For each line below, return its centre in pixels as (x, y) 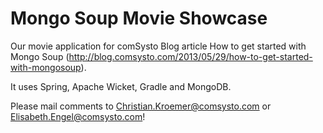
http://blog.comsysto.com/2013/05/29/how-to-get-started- (190, 56)
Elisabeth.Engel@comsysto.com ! (78, 116)
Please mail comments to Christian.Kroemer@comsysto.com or (141, 106)
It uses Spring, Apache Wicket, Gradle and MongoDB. (121, 86)
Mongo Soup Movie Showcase (139, 18)
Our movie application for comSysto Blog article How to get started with (158, 46)
